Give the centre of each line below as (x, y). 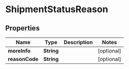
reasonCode (23, 59)
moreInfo (19, 51)
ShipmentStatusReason (57, 9)
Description (78, 42)
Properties (23, 28)
